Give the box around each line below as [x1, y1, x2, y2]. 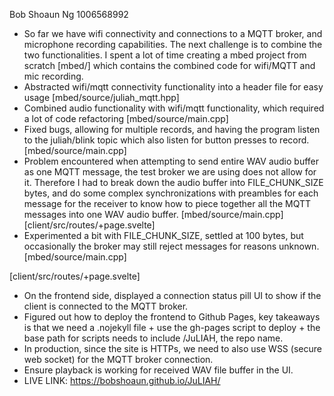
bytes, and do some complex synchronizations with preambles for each [23, 187, 319, 199]
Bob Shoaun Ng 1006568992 [9, 9, 129, 20]
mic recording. [23, 70, 84, 82]
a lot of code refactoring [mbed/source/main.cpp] [23, 113, 229, 124]
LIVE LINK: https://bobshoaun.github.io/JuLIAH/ [23, 375, 221, 386]
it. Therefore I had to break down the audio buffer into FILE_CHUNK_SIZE [23, 177, 324, 188]
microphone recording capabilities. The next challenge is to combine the [23, 39, 323, 50]
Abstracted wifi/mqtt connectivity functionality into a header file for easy [23, 81, 324, 93]
